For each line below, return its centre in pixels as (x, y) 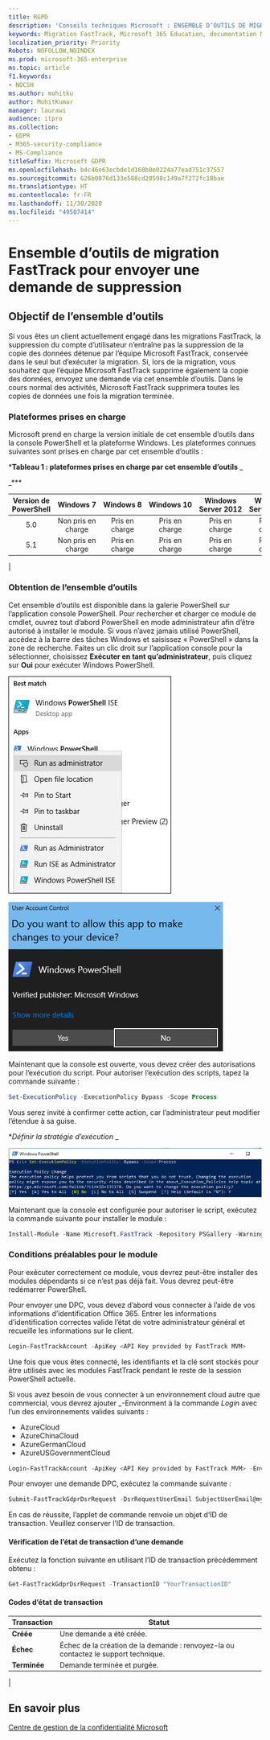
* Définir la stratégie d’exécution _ (63, 1136)
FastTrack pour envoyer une (104, 270)
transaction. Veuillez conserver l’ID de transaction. (92, 1524)
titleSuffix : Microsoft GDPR (57, 161)
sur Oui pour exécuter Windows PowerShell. (82, 664)
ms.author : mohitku (41, 93)
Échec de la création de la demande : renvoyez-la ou (147, 1645)
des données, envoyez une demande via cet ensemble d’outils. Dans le (126, 379)
